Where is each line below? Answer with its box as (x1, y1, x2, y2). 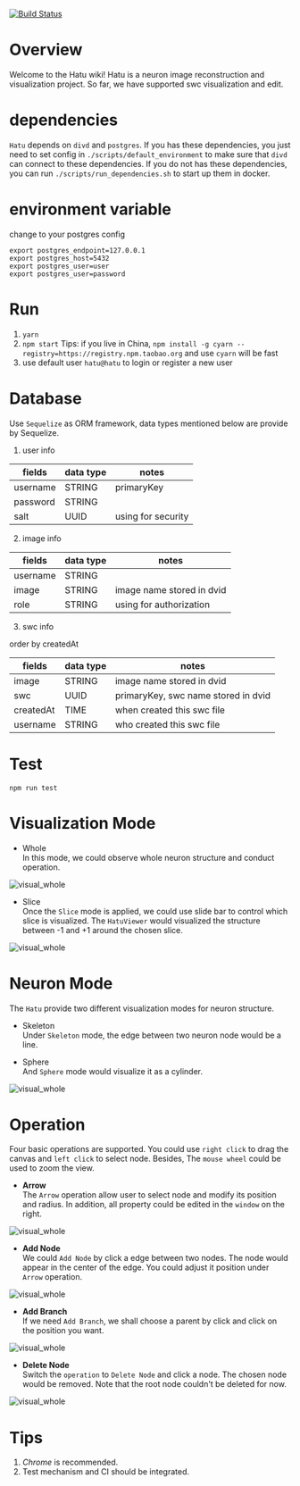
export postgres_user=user (9, 262, 110, 271)
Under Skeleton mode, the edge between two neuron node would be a (21, 1030, 281, 1040)
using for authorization (114, 598, 211, 611)
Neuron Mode (9, 973, 113, 993)
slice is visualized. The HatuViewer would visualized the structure (21, 915, 261, 926)
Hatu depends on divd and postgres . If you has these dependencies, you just (9, 139, 291, 150)
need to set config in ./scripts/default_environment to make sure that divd (9, 148, 287, 160)
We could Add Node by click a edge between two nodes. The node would (21, 1253, 288, 1264)
